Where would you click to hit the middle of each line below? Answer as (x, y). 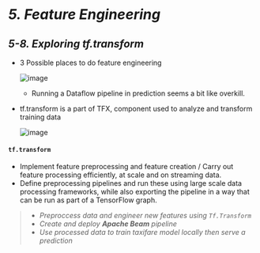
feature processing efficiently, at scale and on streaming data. (121, 175)
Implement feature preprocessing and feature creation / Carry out (126, 167)
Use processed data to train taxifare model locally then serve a (143, 232)
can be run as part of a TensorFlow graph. (88, 200)
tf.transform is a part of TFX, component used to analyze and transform (136, 109)
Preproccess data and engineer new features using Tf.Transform (145, 216)
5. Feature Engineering (84, 15)
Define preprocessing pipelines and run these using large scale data (131, 183)
